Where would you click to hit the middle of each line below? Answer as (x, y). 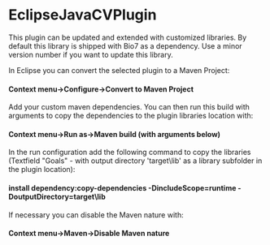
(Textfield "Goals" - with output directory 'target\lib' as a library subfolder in (135, 161)
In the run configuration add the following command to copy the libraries (130, 153)
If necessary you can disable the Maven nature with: (96, 215)
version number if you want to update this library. (91, 54)
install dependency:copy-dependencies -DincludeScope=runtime (122, 187)
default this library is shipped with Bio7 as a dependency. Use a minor (125, 45)
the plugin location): (42, 170)
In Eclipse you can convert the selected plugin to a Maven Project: (119, 70)
